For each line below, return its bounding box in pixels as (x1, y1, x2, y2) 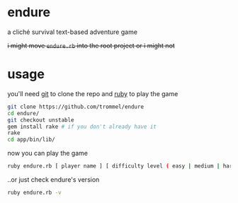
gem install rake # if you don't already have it (7, 123, 157, 130)
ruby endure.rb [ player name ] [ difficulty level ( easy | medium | (7, 163, 220, 170)
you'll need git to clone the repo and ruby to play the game (7, 89, 178, 98)
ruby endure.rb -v (7, 189, 62, 196)
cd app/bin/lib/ (7, 136, 55, 144)
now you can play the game (7, 149, 89, 158)
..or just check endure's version (7, 175, 100, 184)
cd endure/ (7, 110, 40, 117)
